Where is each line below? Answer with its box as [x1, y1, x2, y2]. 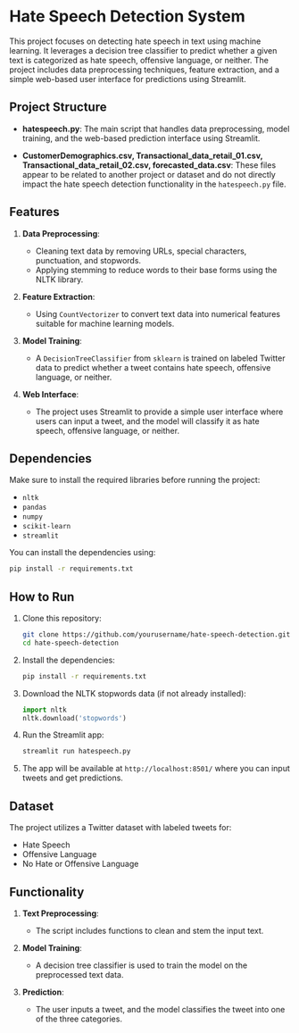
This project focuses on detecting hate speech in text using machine [9, 36, 262, 46]
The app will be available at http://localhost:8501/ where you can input [21, 763, 290, 774]
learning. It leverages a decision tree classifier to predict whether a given [9, 45, 278, 55]
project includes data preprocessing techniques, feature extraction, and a [9, 64, 279, 75]
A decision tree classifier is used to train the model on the [35, 960, 248, 971]
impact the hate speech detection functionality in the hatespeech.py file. [21, 179, 287, 189]
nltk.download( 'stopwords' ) [21, 713, 127, 722]
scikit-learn [21, 522, 71, 531]
